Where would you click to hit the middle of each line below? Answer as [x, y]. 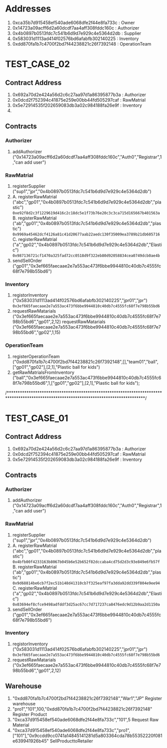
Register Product [30, 714]
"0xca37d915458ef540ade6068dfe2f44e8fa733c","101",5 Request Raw [85, 719]
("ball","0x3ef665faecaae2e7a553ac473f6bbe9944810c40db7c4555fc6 [87, 378]
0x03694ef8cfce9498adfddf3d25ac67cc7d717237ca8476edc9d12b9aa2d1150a [86, 604]
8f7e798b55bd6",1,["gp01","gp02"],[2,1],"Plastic [61, 383]
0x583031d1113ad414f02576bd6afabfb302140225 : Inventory [76, 39]
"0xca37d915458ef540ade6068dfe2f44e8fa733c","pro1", [71, 730]
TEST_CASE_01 [37, 418]
